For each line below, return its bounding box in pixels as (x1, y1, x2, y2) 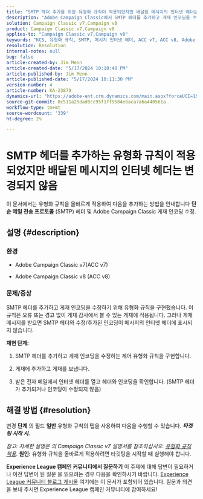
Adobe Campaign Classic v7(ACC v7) (14, 261, 109, 268)
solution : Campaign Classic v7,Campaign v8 (6, 20, 118, 26)
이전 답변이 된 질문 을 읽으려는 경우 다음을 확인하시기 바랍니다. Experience (12, 470, 189, 478)
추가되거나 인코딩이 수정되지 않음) (21, 385, 101, 393)
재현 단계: (6, 339, 29, 347)
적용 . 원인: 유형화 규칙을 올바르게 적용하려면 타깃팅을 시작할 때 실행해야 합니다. (6, 450, 192, 457)
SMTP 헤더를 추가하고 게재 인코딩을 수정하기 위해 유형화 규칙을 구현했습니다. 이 (6, 304, 194, 311)
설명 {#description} (6, 227, 80, 238)
